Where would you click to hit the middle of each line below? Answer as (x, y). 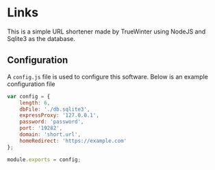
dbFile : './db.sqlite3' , (55, 109)
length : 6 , (35, 103)
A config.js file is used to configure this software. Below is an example (108, 76)
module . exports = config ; (44, 159)
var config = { (29, 96)
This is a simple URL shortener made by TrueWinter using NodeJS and (106, 31)
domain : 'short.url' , (50, 134)
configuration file (31, 84)
